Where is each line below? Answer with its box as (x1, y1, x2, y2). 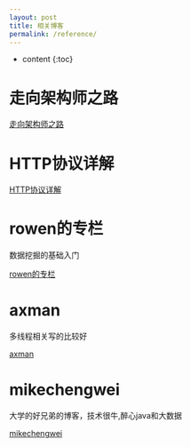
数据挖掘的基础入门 (9, 250, 80, 260)
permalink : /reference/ (9, 29, 98, 38)
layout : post (9, 12, 58, 22)
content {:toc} (21, 54, 74, 65)
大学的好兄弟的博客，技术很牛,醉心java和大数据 (9, 411, 182, 421)
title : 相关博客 (9, 21, 64, 30)
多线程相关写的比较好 (9, 331, 87, 342)
